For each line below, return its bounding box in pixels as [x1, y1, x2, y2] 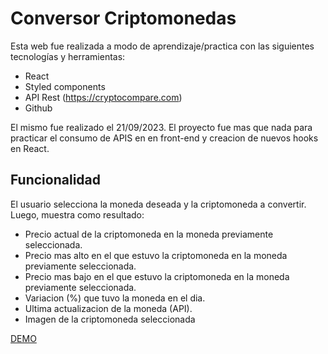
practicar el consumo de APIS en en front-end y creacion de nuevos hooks [10, 132, 319, 144]
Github [24, 102, 53, 114]
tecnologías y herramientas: [10, 50, 126, 62]
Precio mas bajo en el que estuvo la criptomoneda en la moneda [24, 270, 290, 282]
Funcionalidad [10, 172, 102, 189]
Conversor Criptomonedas [10, 7, 237, 30]
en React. [10, 142, 50, 154]
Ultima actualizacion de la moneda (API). [24, 302, 193, 314]
